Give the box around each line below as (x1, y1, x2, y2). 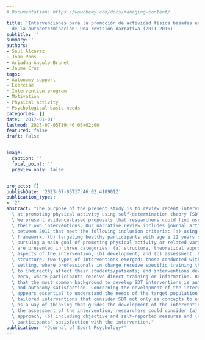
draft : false (6, 133, 40, 140)
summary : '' (6, 37, 37, 43)
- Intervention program (6, 88, 67, 94)
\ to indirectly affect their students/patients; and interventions (12, 267, 190, 274)
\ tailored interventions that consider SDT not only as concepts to (12, 296, 192, 302)
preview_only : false (12, 166, 64, 172)
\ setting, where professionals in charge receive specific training (12, 262, 192, 268)
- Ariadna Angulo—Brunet (6, 59, 70, 66)
